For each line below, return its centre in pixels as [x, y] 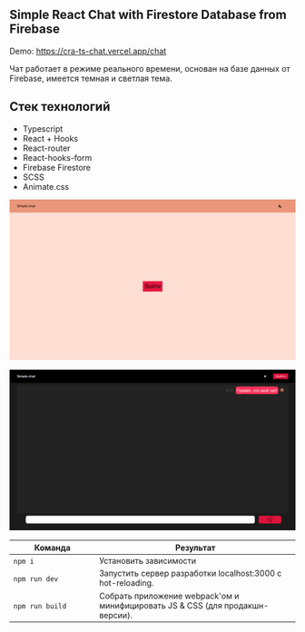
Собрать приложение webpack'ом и [169, 596]
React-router [46, 148]
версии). [116, 615]
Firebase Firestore [56, 167]
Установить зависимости [148, 561]
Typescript [43, 128]
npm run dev [36, 579]
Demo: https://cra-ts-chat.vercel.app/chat [88, 51]
